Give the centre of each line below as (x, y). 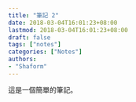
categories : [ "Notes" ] (45, 52)
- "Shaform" (28, 67)
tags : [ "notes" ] (35, 45)
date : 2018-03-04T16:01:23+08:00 (63, 23)
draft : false (29, 37)
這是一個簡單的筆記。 (42, 89)
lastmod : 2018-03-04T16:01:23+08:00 (68, 30)
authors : (22, 60)
